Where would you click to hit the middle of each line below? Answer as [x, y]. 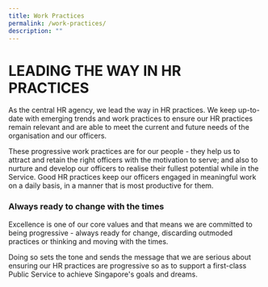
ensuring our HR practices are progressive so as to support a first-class [128, 265]
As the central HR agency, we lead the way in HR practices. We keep [122, 110]
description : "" [36, 31]
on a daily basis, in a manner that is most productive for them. [111, 185]
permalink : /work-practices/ [57, 23]
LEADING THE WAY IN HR [95, 71]
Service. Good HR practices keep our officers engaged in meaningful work [132, 177]
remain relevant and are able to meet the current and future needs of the [129, 127]
